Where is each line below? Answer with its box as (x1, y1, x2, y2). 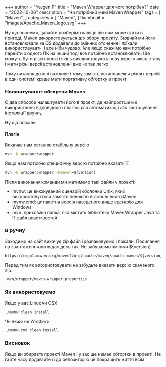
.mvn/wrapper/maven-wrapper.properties (5, 277, 87, 282)
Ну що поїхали (5, 120, 36, 126)
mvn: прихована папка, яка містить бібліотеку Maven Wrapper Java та (12, 210, 160, 216)
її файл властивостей (12, 215, 58, 221)
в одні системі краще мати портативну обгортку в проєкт (5, 76, 127, 82)
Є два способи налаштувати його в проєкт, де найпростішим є (5, 99, 138, 105)
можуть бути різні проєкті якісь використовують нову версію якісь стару (5, 56, 161, 61)
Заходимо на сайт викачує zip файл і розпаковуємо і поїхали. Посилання (5, 238, 160, 244)
